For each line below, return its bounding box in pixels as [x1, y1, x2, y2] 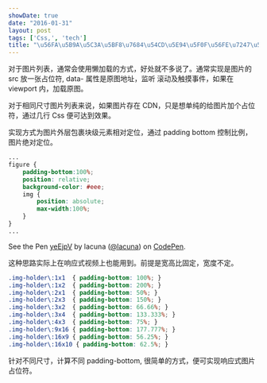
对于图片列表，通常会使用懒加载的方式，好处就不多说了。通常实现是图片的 [8, 64, 252, 74]
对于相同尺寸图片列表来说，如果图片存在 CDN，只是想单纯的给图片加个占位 [8, 101, 256, 110]
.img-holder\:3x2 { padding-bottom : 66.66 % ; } [8, 304, 169, 311]
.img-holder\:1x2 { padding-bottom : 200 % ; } [8, 281, 161, 289]
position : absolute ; [37, 198, 105, 206]
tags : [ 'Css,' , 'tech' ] [8, 33, 87, 42]
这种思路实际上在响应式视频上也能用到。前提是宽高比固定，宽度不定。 [8, 257, 238, 267]
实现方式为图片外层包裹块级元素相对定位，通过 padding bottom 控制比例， [8, 128, 253, 137]
